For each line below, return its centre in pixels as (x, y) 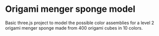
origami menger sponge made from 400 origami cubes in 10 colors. (74, 28)
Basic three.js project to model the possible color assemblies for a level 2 (80, 23)
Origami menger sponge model (70, 9)
